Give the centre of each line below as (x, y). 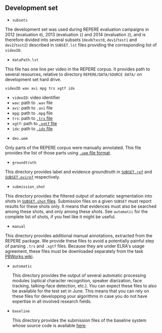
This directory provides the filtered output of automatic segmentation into (79, 196)
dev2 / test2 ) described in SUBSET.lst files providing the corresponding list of (81, 45)
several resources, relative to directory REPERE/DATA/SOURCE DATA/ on (73, 74)
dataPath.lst (25, 60)
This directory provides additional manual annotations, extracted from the (79, 235)
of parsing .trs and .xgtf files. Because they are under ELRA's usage (75, 246)
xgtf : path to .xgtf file (35, 123)
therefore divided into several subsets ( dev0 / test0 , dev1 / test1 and (71, 40)
